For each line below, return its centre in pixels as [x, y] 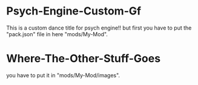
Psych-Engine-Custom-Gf [74, 11]
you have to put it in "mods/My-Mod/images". [63, 75]
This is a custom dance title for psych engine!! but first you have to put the [99, 28]
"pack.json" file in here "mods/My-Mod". [57, 34]
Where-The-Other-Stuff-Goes [84, 59]
